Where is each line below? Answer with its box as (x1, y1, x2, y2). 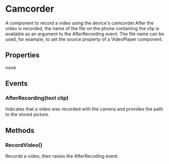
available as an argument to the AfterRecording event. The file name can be (5, 31, 164, 37)
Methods (5, 126, 35, 135)
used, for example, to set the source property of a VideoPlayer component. (5, 36, 163, 42)
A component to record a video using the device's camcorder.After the (5, 20, 154, 26)
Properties (5, 51, 40, 60)
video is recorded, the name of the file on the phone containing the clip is (5, 25, 160, 31)
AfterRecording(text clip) (5, 95, 69, 102)
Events (5, 79, 28, 88)
